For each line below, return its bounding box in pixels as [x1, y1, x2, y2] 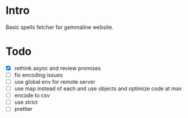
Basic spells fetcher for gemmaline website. [5, 23, 114, 31]
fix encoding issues [14, 71, 63, 78]
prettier [14, 105, 33, 113]
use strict [14, 99, 38, 106]
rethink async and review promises [14, 64, 102, 72]
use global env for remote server [14, 78, 96, 85]
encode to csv [14, 92, 50, 99]
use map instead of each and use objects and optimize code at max [14, 85, 183, 92]
